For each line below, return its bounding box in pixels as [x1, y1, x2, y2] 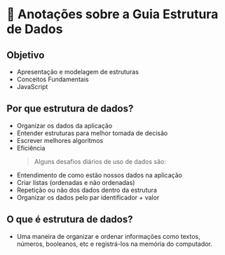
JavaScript [16, 83, 48, 90]
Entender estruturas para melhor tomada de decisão [16, 129, 168, 137]
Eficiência [16, 144, 46, 152]
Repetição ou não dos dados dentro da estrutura [16, 186, 157, 194]
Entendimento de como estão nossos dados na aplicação [16, 171, 183, 179]
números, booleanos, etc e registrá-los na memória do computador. [16, 240, 213, 248]
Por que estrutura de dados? [6, 103, 134, 115]
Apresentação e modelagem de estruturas [16, 68, 139, 76]
